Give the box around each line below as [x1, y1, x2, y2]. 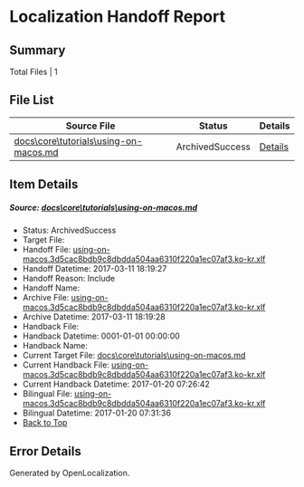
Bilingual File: [22, 388, 72, 399]
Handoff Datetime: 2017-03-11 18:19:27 [22, 263, 167, 274]
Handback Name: [22, 340, 88, 351]
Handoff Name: [22, 282, 80, 293]
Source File [65, 119, 116, 132]
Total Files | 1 [9, 66, 58, 77]
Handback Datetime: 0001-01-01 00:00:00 [22, 330, 181, 341]
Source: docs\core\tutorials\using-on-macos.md [9, 202, 198, 213]
